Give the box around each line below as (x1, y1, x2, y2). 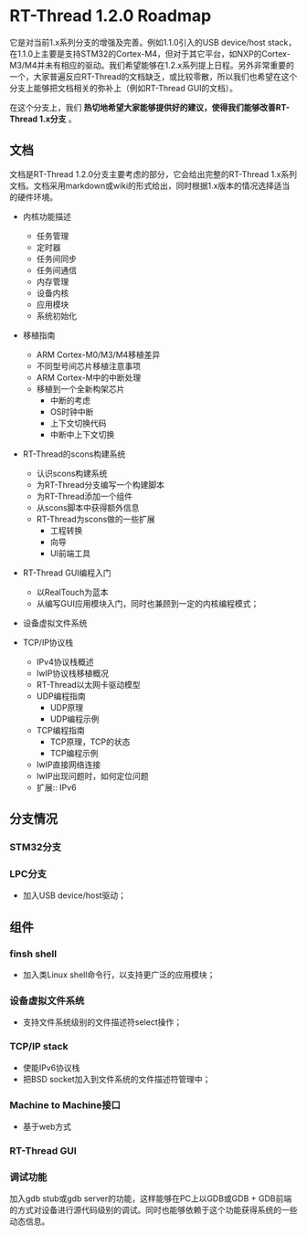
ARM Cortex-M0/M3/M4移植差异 (36, 349, 161, 360)
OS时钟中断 (49, 406, 94, 417)
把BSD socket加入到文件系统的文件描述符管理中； (22, 1073, 211, 1084)
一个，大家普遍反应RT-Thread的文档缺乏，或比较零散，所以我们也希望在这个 (9, 70, 298, 82)
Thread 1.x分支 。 (9, 113, 77, 124)
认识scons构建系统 (36, 468, 108, 479)
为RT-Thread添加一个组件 (36, 491, 133, 501)
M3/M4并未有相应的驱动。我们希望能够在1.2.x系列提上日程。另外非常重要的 (9, 59, 294, 70)
